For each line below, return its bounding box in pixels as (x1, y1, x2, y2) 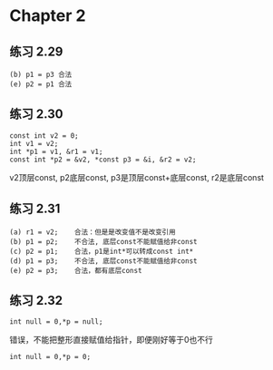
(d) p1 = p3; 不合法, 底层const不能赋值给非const (9, 256, 198, 266)
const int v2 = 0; (9, 131, 79, 141)
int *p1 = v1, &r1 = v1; (9, 147, 103, 156)
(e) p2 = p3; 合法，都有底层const (9, 266, 142, 275)
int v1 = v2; (9, 139, 59, 148)
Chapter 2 (9, 5, 86, 26)
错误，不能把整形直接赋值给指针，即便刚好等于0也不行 (9, 335, 213, 346)
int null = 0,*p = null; (9, 317, 103, 326)
